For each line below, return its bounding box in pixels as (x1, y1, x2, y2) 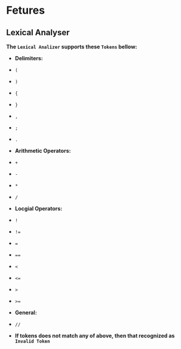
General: (14, 309, 37, 316)
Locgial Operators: (14, 205, 63, 212)
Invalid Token (14, 338, 50, 344)
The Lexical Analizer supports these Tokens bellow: (6, 43, 137, 50)
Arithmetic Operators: (14, 147, 71, 154)
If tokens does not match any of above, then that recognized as (14, 332, 175, 339)
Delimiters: (14, 55, 43, 61)
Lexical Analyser (6, 27, 70, 38)
